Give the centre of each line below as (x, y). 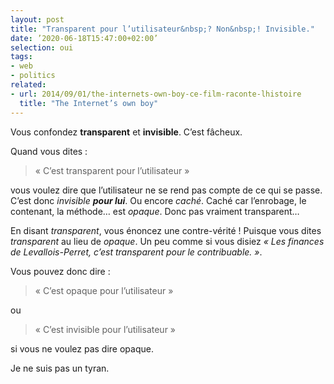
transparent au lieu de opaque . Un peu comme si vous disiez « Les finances (167, 241)
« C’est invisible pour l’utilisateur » (105, 329)
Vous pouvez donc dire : (60, 271)
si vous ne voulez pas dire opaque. (82, 348)
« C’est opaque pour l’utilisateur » (104, 290)
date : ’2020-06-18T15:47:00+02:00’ (84, 38)
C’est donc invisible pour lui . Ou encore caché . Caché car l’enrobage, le (158, 200)
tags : (21, 57)
